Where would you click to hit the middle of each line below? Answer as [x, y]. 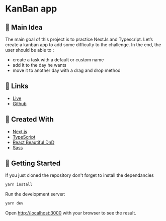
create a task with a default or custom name [58, 60]
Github [19, 103]
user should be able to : [30, 50]
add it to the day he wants [39, 65]
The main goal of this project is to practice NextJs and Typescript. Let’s [79, 39]
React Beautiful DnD [33, 142]
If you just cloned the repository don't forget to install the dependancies [80, 175]
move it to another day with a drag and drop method [66, 70]
